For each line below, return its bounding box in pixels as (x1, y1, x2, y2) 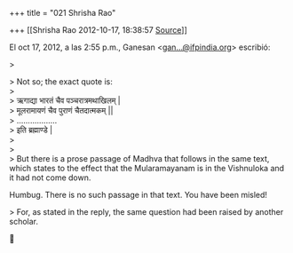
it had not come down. (9, 172, 91, 183)
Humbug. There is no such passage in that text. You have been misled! (9, 190, 268, 200)
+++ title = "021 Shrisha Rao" (9, 8, 116, 18)
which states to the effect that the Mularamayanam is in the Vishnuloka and (9, 163, 285, 173)
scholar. (9, 217, 38, 226)
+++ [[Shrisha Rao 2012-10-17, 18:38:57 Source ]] (9, 25, 188, 35)
